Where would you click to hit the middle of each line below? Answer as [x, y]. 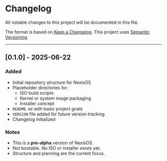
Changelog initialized [34, 119]
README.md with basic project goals [47, 108]
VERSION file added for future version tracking [58, 114]
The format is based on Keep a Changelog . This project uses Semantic [78, 32]
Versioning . [17, 37]
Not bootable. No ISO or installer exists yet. [56, 148]
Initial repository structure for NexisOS [51, 82]
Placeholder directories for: [40, 88]
